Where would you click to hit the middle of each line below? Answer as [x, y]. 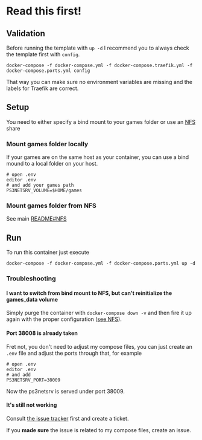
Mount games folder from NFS [51, 205]
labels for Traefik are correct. [43, 88]
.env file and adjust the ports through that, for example [74, 353]
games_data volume [32, 299]
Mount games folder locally [47, 144]
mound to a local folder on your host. [52, 164]
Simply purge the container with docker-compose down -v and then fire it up [99, 313]
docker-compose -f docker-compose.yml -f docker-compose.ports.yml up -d [101, 264]
